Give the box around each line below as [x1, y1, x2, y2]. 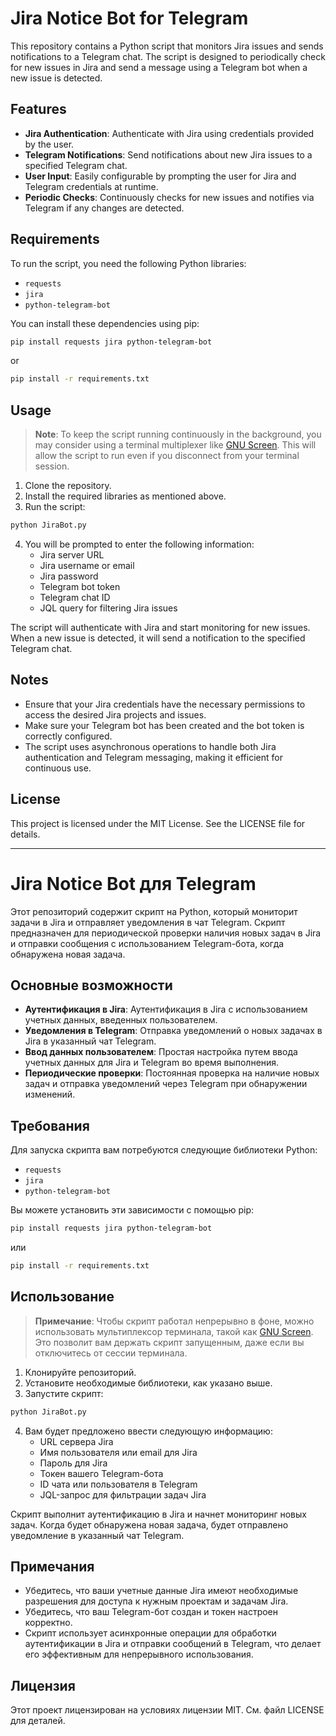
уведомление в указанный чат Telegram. [10, 1529, 185, 1541]
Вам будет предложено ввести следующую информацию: [24, 1425, 273, 1437]
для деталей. [10, 1715, 66, 1727]
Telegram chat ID [39, 592, 111, 603]
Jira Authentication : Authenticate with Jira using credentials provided [24, 127, 315, 139]
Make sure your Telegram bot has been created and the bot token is [24, 719, 305, 731]
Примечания [10, 1558, 95, 1576]
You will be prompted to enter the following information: [24, 538, 255, 550]
